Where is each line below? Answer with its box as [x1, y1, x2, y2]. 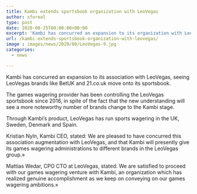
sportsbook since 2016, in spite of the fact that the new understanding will [6, 97, 185, 104]
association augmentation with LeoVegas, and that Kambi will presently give [6, 138, 189, 145]
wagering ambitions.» [6, 181, 59, 188]
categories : [6, 47, 35, 53]
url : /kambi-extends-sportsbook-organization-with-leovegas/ [6, 36, 159, 42]
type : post [6, 19, 33, 25]
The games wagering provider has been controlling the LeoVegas [6, 91, 164, 98]
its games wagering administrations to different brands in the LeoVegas [6, 145, 179, 152]
